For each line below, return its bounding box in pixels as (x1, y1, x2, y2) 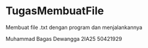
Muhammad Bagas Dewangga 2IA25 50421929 (5, 35, 122, 42)
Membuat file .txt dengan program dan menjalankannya (5, 24, 143, 31)
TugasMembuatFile (5, 4, 104, 18)
